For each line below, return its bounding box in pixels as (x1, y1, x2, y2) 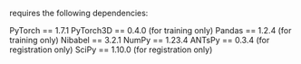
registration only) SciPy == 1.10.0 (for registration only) (9, 44, 213, 55)
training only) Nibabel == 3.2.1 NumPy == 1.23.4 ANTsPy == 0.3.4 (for (9, 35, 270, 45)
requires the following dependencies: (9, 8, 149, 18)
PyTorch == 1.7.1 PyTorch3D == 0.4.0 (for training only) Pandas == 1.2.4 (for (9, 25, 292, 35)
